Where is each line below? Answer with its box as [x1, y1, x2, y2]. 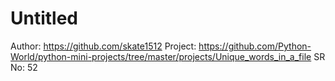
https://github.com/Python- [198, 40, 312, 52]
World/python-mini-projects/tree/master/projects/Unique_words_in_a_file [10, 50, 312, 62]
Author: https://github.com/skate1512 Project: [10, 40, 197, 52]
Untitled [10, 7, 79, 30]
